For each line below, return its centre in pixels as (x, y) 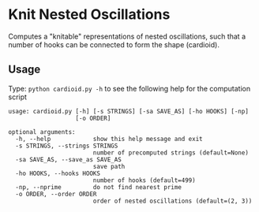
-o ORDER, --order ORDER (56, 194)
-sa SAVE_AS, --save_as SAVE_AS (69, 159)
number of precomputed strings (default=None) (171, 152)
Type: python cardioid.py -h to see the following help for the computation (129, 88)
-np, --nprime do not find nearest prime (98, 187)
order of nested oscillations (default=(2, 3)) (173, 201)
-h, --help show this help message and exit (109, 139)
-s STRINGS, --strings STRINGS (67, 146)
